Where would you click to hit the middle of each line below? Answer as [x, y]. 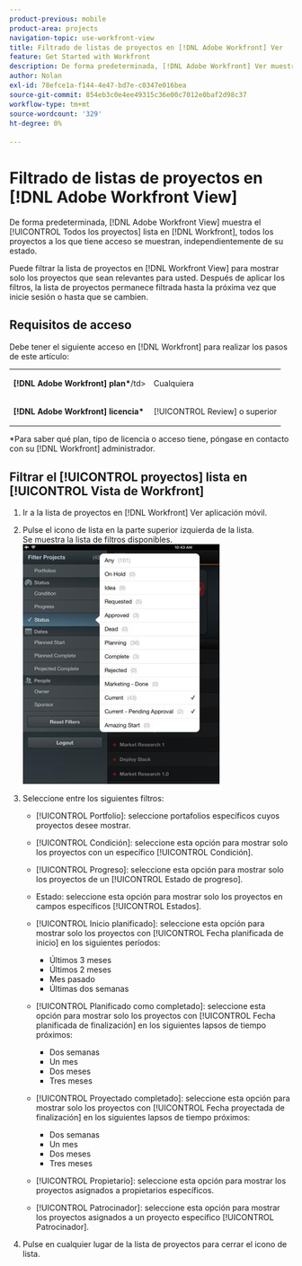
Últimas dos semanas [89, 989]
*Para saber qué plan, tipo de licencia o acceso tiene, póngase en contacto [149, 439]
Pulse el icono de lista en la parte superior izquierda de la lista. [138, 530]
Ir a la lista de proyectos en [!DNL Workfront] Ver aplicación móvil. [145, 513]
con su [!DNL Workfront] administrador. [82, 448]
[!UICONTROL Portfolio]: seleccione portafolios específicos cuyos [158, 816]
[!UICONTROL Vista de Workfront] [107, 491]
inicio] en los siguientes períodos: [98, 943]
